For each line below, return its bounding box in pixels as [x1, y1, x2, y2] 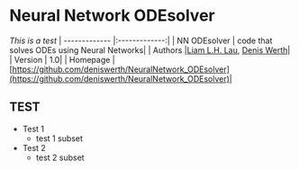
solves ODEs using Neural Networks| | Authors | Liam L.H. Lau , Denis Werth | [9, 44, 291, 55]
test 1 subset [35, 132, 84, 144]
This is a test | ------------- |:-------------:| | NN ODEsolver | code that [9, 35, 273, 46]
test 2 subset [35, 152, 85, 163]
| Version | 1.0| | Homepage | [9, 54, 115, 65]
